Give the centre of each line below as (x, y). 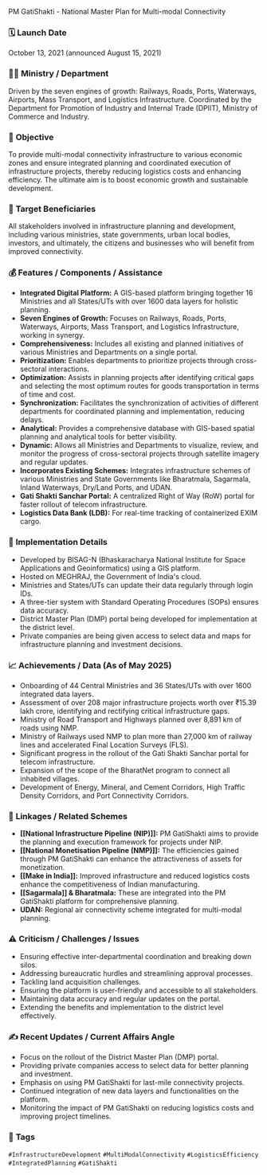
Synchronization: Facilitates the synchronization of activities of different (139, 403)
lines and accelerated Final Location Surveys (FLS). (104, 745)
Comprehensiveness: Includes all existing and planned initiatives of (132, 344)
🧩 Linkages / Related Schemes (68, 816)
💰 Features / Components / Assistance (86, 272)
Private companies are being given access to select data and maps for (135, 636)
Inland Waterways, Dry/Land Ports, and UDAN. (96, 488)
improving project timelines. (65, 1116)
